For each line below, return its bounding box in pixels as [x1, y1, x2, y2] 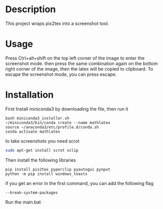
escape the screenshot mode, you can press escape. [5, 71, 117, 77]
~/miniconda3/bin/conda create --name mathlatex [5, 120, 111, 125]
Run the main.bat [5, 199, 41, 205]
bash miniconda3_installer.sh [5, 115, 70, 121]
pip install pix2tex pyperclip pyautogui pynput [5, 167, 111, 172]
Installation [5, 89, 54, 101]
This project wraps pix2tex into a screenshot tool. [5, 20, 110, 26]
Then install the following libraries [5, 157, 76, 163]
